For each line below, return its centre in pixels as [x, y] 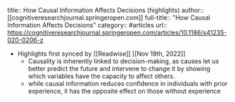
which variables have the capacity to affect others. [101, 76]
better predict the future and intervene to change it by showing [119, 69]
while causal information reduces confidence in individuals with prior [128, 83]
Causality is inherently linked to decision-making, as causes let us [123, 61]
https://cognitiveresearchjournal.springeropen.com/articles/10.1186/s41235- [117, 32]
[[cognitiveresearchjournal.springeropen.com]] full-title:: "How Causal [109, 18]
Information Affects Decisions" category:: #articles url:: [87, 25]
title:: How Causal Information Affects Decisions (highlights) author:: [106, 10]
